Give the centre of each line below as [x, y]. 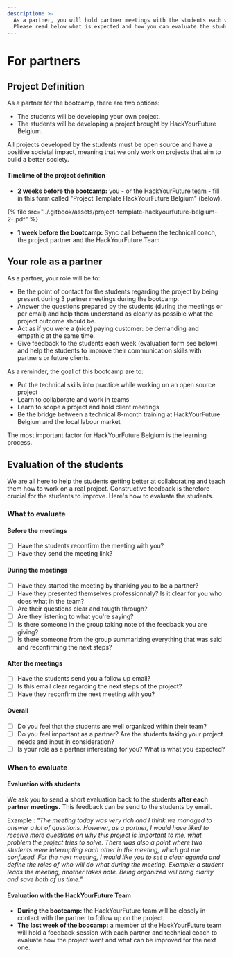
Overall [18, 711]
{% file [17, 212]
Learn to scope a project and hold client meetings [88, 407]
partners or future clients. [54, 358]
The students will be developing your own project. [89, 117]
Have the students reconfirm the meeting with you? [90, 546]
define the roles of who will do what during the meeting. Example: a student [115, 864]
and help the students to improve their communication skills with [109, 350]
